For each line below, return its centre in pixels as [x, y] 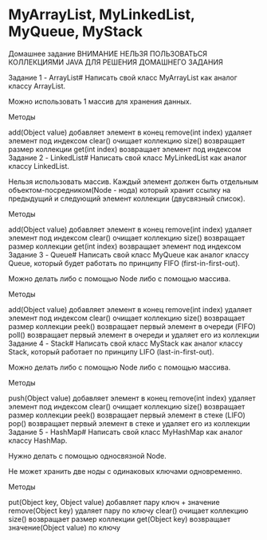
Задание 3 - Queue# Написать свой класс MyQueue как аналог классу [129, 254]
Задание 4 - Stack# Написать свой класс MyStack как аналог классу [126, 343]
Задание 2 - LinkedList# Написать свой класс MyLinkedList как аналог [128, 158]
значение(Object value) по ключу [65, 527]
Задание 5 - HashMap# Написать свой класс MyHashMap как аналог [126, 432]
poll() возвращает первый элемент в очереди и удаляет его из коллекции [134, 335]
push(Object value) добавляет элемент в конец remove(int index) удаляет [132, 398]
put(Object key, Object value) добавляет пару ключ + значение [114, 502]
